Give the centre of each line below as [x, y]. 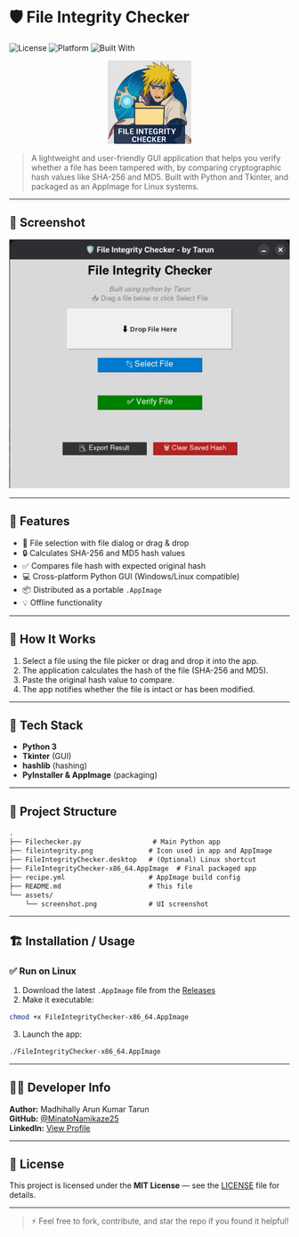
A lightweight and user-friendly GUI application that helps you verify [156, 158]
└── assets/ [31, 895]
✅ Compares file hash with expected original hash [114, 565]
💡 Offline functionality [62, 602]
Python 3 [40, 747]
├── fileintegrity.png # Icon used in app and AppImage [141, 851]
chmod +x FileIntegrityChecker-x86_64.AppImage [99, 1017]
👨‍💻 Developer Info [60, 1088]
